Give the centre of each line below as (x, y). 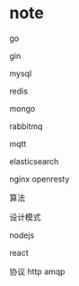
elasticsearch (34, 161)
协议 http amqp (37, 271)
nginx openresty (39, 179)
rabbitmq (26, 126)
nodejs (22, 235)
